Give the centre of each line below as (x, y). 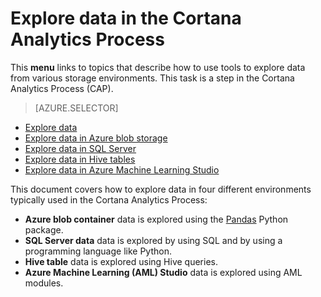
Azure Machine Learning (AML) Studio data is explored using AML (163, 272)
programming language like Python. (98, 251)
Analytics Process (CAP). (62, 88)
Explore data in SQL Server (80, 148)
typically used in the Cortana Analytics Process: (109, 199)
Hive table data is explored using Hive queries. (121, 261)
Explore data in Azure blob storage (96, 138)
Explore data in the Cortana (126, 18)
